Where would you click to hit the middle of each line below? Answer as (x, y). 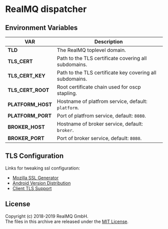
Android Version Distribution (41, 183)
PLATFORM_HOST (30, 104)
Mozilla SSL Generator (35, 177)
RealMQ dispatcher (46, 9)
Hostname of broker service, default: (100, 124)
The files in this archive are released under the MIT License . (67, 221)
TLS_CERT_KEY (27, 76)
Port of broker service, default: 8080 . (99, 138)
